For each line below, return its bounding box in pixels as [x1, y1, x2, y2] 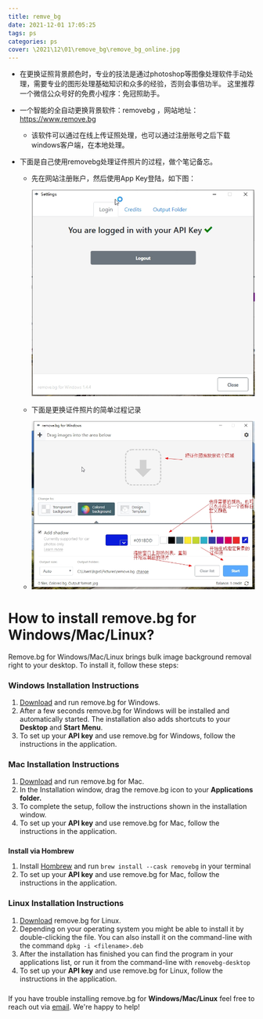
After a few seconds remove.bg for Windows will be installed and [19, 706, 229, 715]
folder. [19, 793, 42, 803]
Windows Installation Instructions [8, 679, 139, 690]
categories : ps [8, 38, 58, 45]
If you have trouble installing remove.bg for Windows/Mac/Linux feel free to [8, 993, 255, 1003]
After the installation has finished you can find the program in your [19, 949, 233, 959]
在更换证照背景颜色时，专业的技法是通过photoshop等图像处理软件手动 [19, 69, 247, 78]
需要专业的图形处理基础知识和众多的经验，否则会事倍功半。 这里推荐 [33, 79, 255, 89]
